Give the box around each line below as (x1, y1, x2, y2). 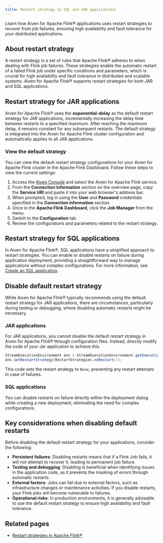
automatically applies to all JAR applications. (5, 136, 94, 142)
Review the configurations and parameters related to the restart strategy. (12, 220, 158, 226)
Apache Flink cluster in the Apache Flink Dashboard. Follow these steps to (5, 165, 154, 170)
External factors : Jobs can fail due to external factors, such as (12, 480, 138, 486)
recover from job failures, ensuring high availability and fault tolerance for (5, 25, 152, 32)
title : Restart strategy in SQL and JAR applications (5, 7, 116, 12)
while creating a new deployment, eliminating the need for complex (5, 400, 139, 406)
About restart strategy (5, 45, 74, 53)
